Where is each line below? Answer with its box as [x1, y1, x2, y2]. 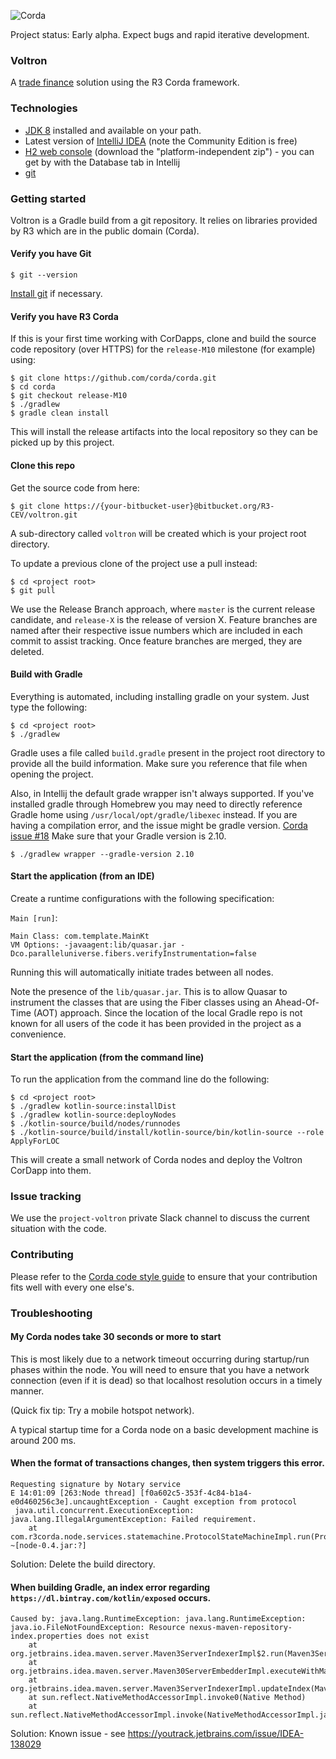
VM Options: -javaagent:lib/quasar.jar [10, 940, 177, 950]
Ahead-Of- [274, 996, 320, 1008]
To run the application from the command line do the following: [10, 1073, 270, 1085]
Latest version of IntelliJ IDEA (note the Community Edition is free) [24, 135, 298, 147]
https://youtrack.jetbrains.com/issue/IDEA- [127, 1728, 305, 1740]
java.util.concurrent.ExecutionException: [14, 1506, 195, 1516]
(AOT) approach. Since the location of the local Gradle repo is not [33, 1006, 303, 1019]
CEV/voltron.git [10, 510, 78, 520]
